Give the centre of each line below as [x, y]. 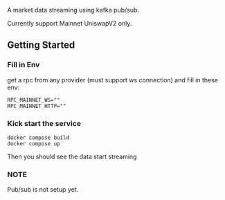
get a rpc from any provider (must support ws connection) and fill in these [112, 80]
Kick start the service [44, 123]
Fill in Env [24, 65]
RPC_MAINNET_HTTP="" [37, 106]
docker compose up [34, 144]
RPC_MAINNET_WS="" [34, 100]
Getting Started [41, 45]
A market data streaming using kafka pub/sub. [73, 10]
